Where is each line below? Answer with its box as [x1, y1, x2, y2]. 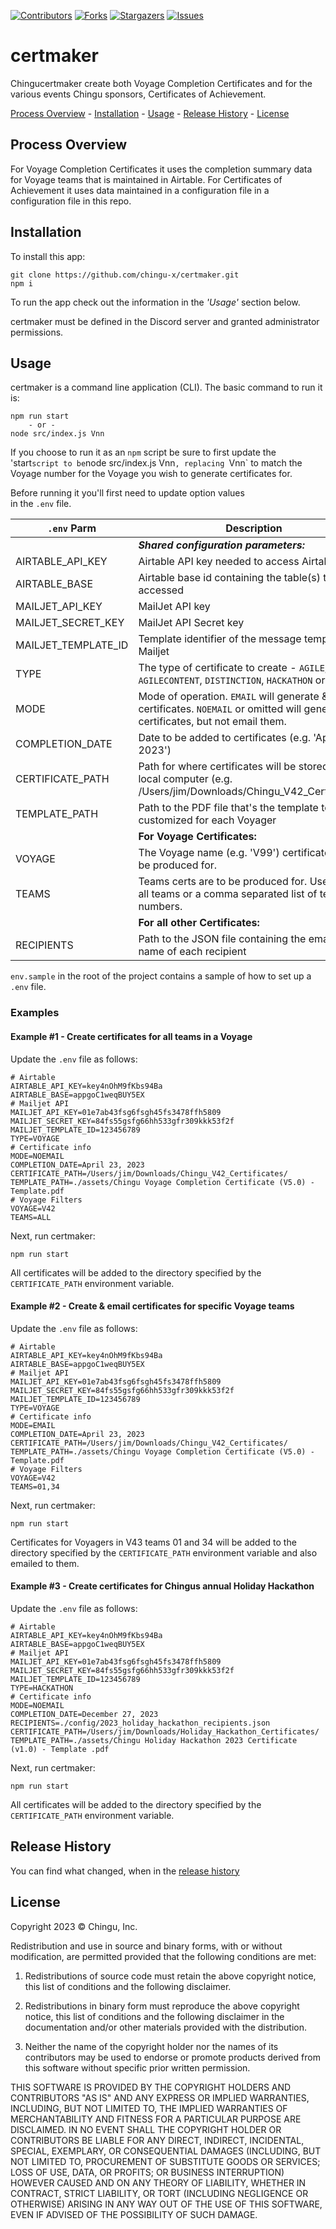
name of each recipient [138, 945, 247, 959]
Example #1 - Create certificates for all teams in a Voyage [10, 1030, 253, 1042]
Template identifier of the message [138, 632, 302, 646]
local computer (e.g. [138, 772, 233, 786]
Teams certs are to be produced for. [138, 875, 308, 889]
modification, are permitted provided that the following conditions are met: [10, 1950, 317, 1962]
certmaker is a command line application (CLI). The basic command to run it [10, 381, 323, 394]
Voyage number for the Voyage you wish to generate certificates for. [10, 468, 293, 480]
